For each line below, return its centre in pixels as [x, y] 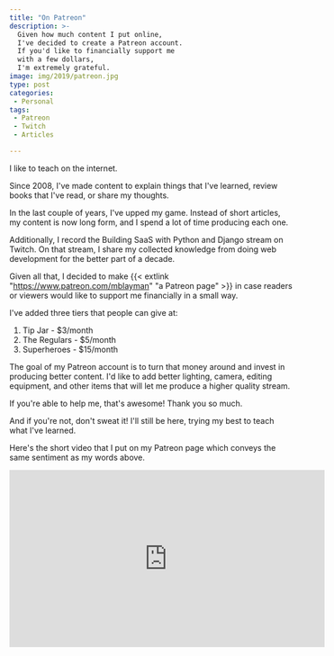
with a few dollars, [56, 59]
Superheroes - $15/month [70, 349]
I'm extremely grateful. [64, 68]
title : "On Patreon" [48, 18]
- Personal [33, 101]
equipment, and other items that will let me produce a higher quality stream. [150, 386]
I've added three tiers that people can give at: [94, 312]
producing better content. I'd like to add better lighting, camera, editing [141, 376]
